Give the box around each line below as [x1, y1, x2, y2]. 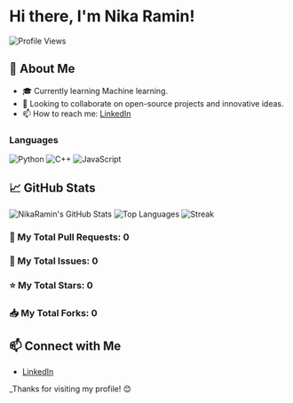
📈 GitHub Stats [9, 180, 96, 196]
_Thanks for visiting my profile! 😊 [9, 383, 131, 394]
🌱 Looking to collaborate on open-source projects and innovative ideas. [21, 98, 284, 108]
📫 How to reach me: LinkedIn [21, 108, 131, 119]
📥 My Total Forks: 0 [9, 306, 98, 319]
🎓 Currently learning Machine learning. [21, 85, 169, 96]
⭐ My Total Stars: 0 [9, 279, 93, 291]
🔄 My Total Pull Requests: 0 [9, 231, 130, 243]
